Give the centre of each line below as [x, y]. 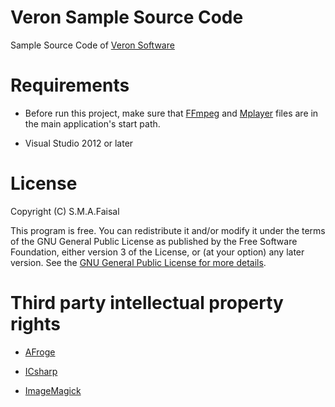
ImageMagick [53, 390]
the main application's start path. [92, 123]
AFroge [40, 352]
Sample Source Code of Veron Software [92, 45]
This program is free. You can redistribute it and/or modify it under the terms [168, 230]
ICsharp [41, 371]
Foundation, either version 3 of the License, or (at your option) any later [157, 252]
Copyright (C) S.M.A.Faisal [65, 211]
